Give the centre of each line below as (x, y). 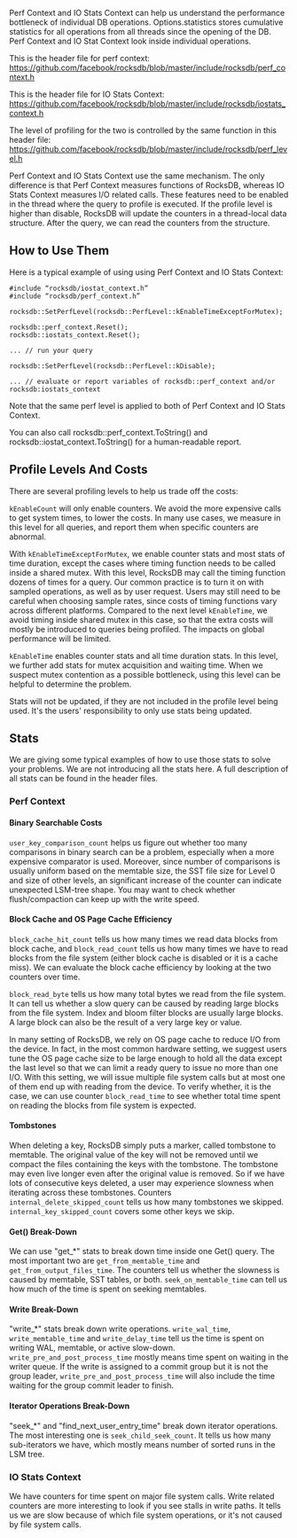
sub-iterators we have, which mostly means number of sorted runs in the (142, 1444)
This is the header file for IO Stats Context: (87, 94)
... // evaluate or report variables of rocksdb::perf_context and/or (142, 381)
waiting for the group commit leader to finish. (92, 1385)
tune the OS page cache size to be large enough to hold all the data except (146, 1058)
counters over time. (45, 977)
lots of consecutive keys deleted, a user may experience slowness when (141, 1182)
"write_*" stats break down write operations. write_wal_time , (120, 1329)
